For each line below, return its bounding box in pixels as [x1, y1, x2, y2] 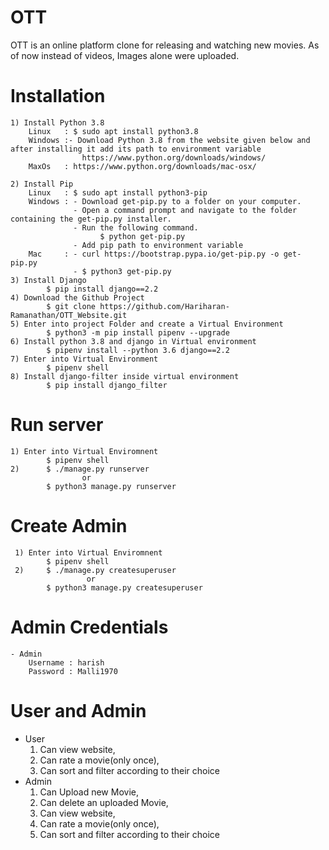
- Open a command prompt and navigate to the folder [73, 205, 298, 215]
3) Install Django [10, 275, 87, 285]
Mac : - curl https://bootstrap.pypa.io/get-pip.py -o [28, 249, 280, 259]
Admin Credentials [10, 616, 169, 638]
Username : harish [28, 657, 105, 668]
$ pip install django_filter [46, 380, 168, 390]
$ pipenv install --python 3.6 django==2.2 [46, 345, 230, 355]
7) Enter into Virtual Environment [10, 354, 159, 364]
